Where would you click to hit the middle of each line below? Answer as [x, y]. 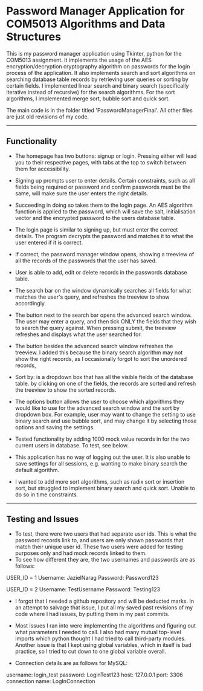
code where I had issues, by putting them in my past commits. [92, 614]
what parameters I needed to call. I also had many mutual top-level [98, 632]
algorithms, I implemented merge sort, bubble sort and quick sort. [88, 99]
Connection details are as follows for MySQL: [71, 663]
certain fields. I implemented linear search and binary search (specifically [98, 85]
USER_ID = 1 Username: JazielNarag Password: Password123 [82, 577]
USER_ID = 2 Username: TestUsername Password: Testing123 [83, 589]
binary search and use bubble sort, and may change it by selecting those [106, 421]
